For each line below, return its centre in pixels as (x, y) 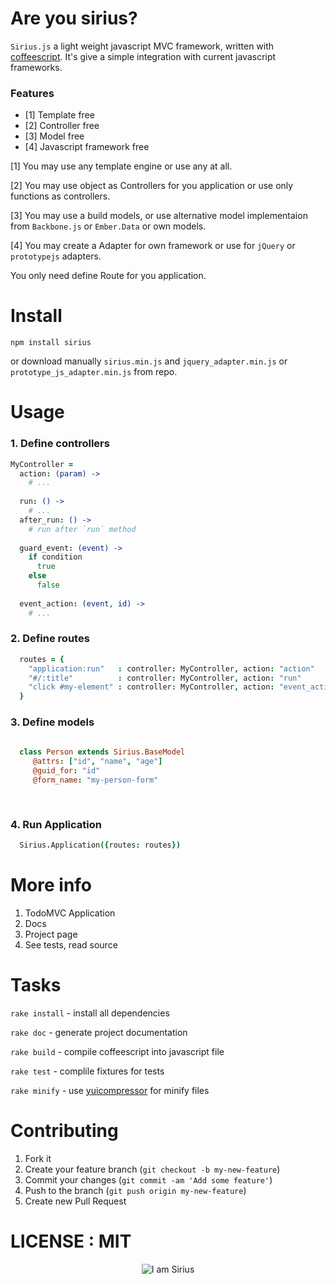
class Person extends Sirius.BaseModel (102, 752)
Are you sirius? (74, 18)
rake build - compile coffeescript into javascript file (117, 1051)
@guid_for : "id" (66, 771)
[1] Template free (59, 115)
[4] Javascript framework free (87, 147)
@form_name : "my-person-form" (95, 780)
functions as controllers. (60, 196)
